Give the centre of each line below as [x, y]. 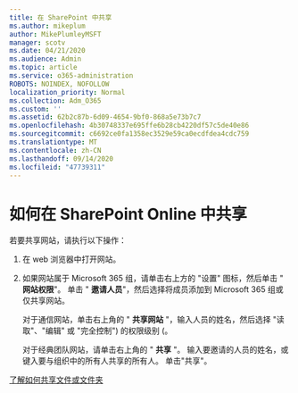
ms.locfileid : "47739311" [57, 167]
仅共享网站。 [46, 301]
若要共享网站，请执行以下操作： [68, 240]
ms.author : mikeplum [48, 26]
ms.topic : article [43, 68]
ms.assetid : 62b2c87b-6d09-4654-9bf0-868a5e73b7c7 [105, 117]
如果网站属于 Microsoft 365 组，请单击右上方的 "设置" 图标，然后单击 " [153, 279]
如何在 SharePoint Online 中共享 [128, 214]
